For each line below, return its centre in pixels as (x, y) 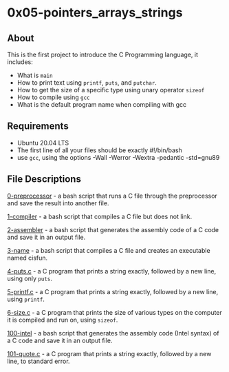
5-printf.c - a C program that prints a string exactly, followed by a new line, (113, 291)
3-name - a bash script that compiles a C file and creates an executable (109, 250)
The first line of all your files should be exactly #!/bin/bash (99, 150)
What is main (35, 75)
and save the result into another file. (58, 203)
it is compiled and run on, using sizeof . (63, 320)
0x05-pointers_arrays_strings (95, 13)
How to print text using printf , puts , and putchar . (87, 83)
